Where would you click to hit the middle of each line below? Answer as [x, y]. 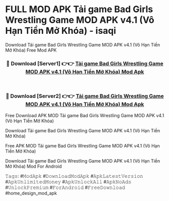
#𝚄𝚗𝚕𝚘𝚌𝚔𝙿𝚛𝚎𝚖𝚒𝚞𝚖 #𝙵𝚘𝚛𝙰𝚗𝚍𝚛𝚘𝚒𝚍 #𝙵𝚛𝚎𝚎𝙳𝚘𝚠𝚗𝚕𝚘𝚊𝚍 [65, 187]
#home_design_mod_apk [31, 193]
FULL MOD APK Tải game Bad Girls [79, 9]
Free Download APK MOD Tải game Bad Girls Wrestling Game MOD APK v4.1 [85, 115]
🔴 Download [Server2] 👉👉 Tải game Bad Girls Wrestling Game [85, 96]
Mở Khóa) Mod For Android [34, 166]
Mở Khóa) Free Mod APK [31, 50]
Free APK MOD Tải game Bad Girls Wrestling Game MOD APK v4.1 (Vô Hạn [82, 145]
